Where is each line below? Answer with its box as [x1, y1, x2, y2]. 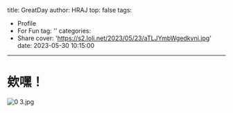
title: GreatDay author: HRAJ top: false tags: [7, 6, 132, 14]
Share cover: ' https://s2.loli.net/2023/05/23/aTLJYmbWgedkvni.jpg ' [17, 34, 212, 42]
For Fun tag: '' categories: [17, 27, 92, 35]
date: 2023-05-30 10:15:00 [17, 42, 95, 49]
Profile [17, 19, 37, 27]
